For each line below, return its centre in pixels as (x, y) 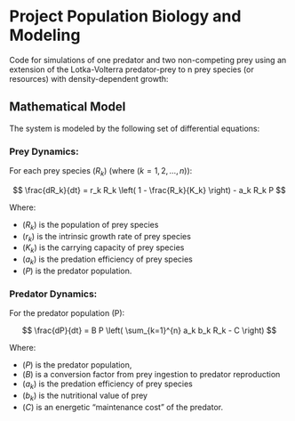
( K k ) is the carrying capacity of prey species (103, 249)
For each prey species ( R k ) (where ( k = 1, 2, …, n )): (101, 172)
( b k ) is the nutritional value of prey (85, 396)
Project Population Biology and (125, 16)
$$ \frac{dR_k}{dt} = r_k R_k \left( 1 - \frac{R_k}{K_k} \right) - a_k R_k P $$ (149, 190)
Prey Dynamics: (44, 151)
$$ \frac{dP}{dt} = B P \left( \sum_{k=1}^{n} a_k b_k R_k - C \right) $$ (149, 330)
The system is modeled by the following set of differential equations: (135, 128)
